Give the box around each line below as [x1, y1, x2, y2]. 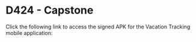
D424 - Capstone [5, 4, 94, 17]
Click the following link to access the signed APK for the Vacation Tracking [5, 23, 191, 30]
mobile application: [5, 29, 53, 36]
